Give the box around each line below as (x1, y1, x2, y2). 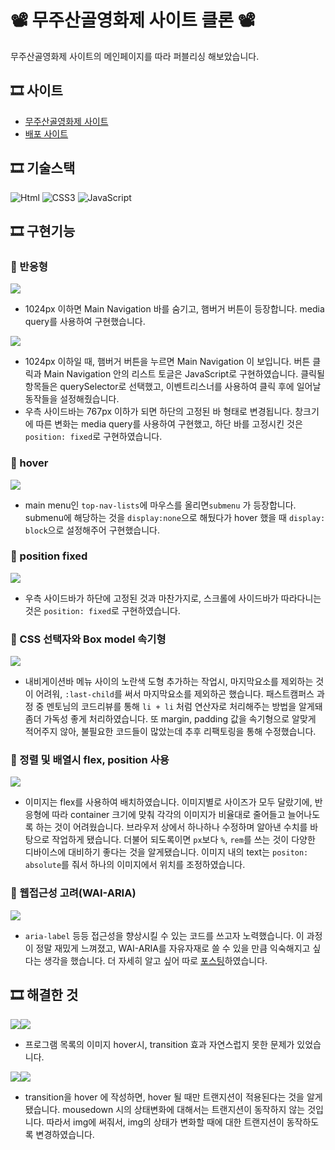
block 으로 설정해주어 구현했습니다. (24, 524, 160, 536)
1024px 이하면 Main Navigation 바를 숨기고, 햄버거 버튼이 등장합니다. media (24, 303, 325, 315)
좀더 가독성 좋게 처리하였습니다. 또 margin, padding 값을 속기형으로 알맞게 (24, 713, 317, 725)
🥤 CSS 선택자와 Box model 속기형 (10, 632, 167, 646)
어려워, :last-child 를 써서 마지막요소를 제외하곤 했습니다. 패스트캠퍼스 (35, 688, 315, 700)
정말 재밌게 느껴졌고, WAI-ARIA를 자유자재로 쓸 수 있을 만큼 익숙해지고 (35, 942, 311, 954)
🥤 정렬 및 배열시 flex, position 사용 (10, 753, 170, 767)
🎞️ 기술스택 (10, 160, 76, 177)
